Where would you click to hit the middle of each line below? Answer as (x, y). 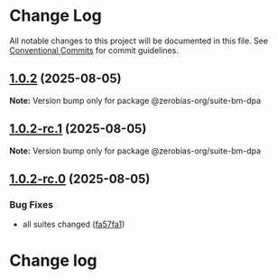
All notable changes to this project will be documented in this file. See (139, 41)
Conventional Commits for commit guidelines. (94, 50)
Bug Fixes (32, 204)
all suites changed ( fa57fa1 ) (74, 224)
